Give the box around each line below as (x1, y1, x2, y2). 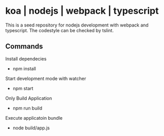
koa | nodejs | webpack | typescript (5, 5, 159, 17)
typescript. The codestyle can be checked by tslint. (5, 27, 114, 33)
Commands (5, 42, 44, 51)
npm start (12, 85, 33, 91)
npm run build (12, 105, 43, 111)
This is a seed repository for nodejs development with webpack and (5, 22, 149, 28)
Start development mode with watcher (5, 75, 86, 81)
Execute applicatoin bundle (5, 115, 63, 121)
